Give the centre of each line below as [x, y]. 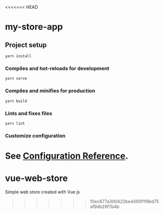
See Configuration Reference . [67, 156]
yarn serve [16, 79]
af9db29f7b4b [105, 206]
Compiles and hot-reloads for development [57, 68]
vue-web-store [37, 178]
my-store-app [34, 27]
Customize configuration [35, 136]
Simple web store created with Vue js [42, 192]
